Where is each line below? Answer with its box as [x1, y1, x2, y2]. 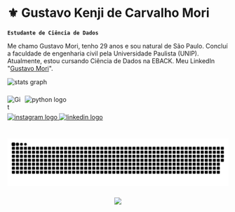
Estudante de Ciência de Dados [7, 29, 99, 37]
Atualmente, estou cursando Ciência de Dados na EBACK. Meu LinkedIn [7, 56, 215, 65]
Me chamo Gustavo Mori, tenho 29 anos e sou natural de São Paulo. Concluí [7, 41, 228, 50]
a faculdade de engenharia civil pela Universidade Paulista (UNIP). [7, 49, 199, 58]
